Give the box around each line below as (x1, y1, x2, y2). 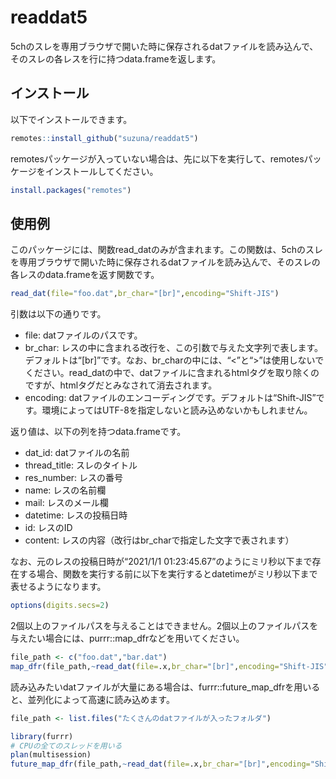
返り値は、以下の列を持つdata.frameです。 (10, 426, 187, 438)
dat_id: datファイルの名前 (24, 447, 130, 459)
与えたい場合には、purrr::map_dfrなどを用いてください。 (10, 632, 245, 645)
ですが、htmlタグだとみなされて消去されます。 (24, 379, 218, 391)
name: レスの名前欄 (24, 484, 107, 496)
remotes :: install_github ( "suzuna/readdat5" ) (10, 133, 199, 143)
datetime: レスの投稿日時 (24, 509, 128, 521)
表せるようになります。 (10, 581, 107, 593)
